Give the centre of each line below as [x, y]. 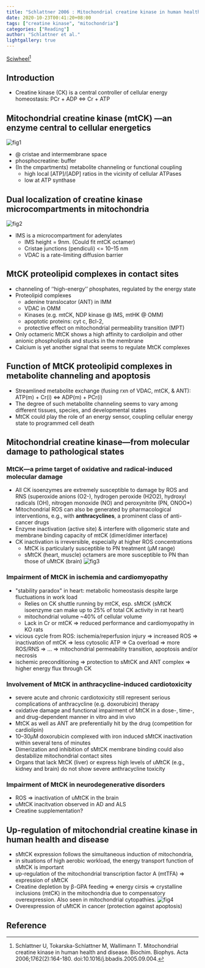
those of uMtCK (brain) [53, 562]
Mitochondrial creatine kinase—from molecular [98, 442]
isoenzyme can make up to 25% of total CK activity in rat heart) [104, 610]
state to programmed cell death [55, 423]
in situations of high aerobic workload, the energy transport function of [104, 861]
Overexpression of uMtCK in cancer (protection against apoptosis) [99, 906]
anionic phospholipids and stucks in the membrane [79, 341]
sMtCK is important [39, 867]
